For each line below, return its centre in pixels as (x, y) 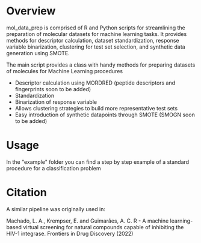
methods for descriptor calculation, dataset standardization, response (93, 40)
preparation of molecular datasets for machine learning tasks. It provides (97, 34)
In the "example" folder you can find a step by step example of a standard (98, 162)
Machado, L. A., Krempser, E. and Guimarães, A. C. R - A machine (88, 221)
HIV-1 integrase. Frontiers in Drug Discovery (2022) (70, 233)
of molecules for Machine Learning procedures (65, 71)
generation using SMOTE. (38, 53)
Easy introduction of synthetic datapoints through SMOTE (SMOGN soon (105, 115)
